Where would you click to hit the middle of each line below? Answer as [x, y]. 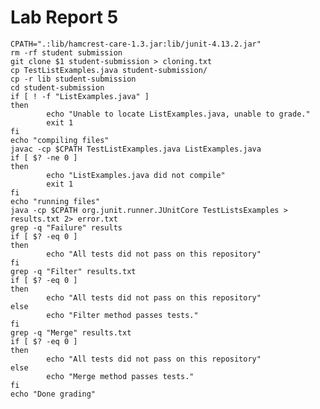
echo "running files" [55, 201]
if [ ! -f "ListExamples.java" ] [80, 96]
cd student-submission [57, 87]
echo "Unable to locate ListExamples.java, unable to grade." [178, 114]
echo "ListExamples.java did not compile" [136, 175]
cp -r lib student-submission [73, 79]
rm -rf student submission [66, 52]
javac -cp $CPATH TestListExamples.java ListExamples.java [136, 149]
